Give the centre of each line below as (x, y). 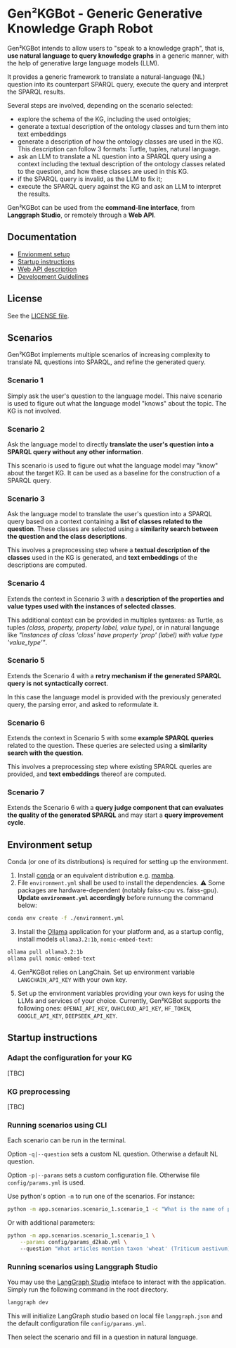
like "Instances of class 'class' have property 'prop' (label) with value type (115, 635)
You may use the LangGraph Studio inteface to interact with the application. (117, 1282)
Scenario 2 (26, 429)
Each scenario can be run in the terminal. (67, 1140)
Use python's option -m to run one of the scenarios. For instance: (101, 1197)
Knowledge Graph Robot (80, 29)
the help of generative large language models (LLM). (83, 63)
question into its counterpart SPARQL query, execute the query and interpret (118, 84)
